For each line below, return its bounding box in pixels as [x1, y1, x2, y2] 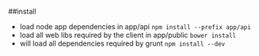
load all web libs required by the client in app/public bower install [19, 31, 237, 39]
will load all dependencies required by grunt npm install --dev [19, 39, 226, 48]
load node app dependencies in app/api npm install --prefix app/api [19, 22, 251, 31]
